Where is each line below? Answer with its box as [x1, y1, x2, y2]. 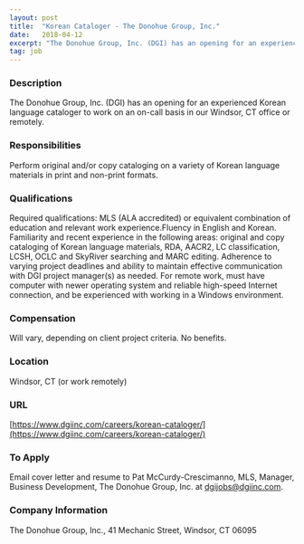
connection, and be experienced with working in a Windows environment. [9, 290, 284, 301]
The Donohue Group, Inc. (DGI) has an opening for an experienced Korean [9, 97, 287, 109]
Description [9, 77, 62, 90]
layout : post [9, 13, 59, 23]
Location [9, 355, 50, 367]
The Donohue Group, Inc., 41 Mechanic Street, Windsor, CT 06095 [9, 524, 258, 535]
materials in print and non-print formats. [9, 169, 158, 180]
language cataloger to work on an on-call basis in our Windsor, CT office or [9, 107, 291, 118]
